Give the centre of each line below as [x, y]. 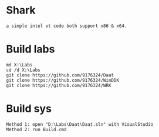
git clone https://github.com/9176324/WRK [59, 85]
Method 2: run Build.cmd [36, 129]
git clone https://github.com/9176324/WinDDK [62, 80]
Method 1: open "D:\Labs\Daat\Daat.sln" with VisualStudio [80, 124]
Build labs [31, 49]
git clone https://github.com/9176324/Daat [60, 75]
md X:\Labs [19, 65]
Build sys [29, 109]
